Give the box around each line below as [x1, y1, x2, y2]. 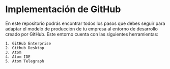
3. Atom [5, 50, 22, 55]
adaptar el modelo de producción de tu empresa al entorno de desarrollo [5, 25, 158, 31]
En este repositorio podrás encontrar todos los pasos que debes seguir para [5, 20, 165, 26]
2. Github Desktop [5, 45, 44, 50]
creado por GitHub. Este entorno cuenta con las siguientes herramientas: [5, 31, 159, 37]
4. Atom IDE [5, 54, 31, 59]
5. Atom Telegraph [5, 58, 44, 64]
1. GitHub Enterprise [5, 41, 51, 46]
